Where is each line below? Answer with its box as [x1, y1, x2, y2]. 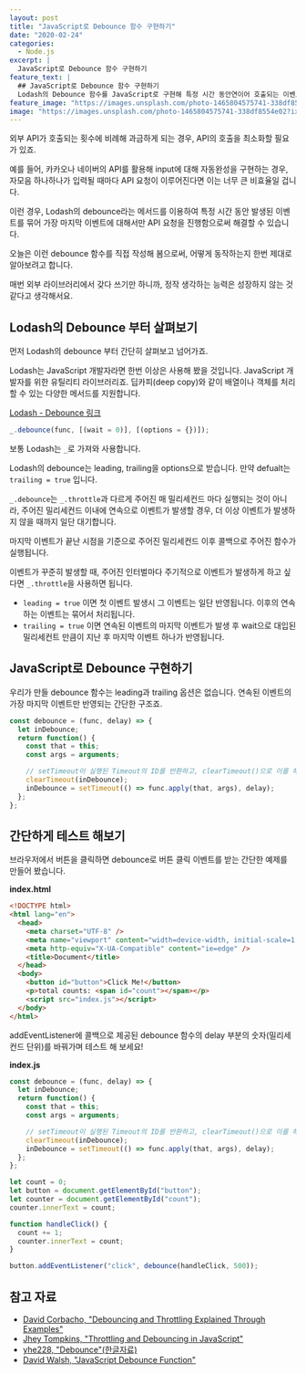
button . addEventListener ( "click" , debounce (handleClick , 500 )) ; [9, 1262, 259, 1271]
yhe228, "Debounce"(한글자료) [22, 1344, 138, 1355]
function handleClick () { [9, 1220, 107, 1229]
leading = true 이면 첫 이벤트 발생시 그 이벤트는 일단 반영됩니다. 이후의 [22, 597, 280, 608]
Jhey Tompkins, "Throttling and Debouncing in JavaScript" [22, 1334, 244, 1344]
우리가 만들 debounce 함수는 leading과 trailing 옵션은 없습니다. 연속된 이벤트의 [9, 687, 292, 697]
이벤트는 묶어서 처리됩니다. [39, 608, 135, 619]
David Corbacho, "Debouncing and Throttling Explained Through [22, 1314, 266, 1325]
